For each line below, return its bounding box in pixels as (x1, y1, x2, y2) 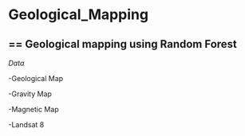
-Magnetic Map (8, 105, 59, 114)
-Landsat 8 (8, 120, 45, 129)
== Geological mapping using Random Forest (8, 37, 238, 51)
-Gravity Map (8, 89, 52, 99)
